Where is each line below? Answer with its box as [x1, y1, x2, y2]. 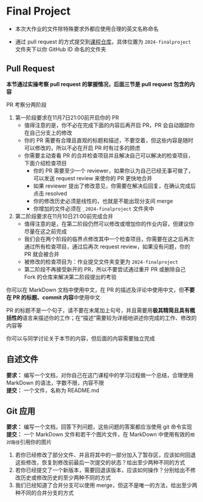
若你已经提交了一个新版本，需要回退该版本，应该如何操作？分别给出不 [15, 466, 191, 474]
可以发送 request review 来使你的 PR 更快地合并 [33, 174, 153, 181]
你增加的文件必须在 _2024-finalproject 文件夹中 [33, 205, 155, 212]
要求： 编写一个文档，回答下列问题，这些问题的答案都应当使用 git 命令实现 [6, 423, 193, 430]
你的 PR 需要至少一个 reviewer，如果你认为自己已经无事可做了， [33, 167, 194, 174]
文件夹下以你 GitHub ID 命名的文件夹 [15, 46, 107, 53]
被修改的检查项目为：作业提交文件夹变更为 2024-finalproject [24, 258, 179, 265]
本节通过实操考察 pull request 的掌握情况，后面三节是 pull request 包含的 [6, 80, 190, 87]
